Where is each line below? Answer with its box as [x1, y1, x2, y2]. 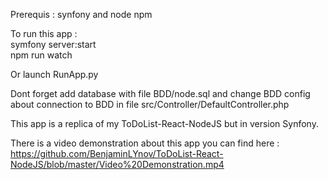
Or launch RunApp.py [10, 69, 99, 80]
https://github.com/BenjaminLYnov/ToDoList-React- [10, 148, 224, 159]
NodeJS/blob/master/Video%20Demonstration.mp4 [10, 159, 225, 170]
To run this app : [10, 28, 78, 39]
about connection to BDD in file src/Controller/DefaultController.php [10, 99, 290, 110]
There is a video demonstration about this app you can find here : [10, 137, 280, 149]
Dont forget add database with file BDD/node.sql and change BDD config [10, 88, 311, 99]
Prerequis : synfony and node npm [10, 9, 153, 20]
